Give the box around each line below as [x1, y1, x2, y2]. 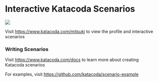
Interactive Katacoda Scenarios [5, 3, 135, 15]
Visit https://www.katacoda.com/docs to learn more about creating [5, 57, 139, 63]
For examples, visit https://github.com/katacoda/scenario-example [5, 71, 139, 77]
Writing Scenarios [5, 46, 49, 52]
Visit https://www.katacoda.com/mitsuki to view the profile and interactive [5, 28, 153, 34]
